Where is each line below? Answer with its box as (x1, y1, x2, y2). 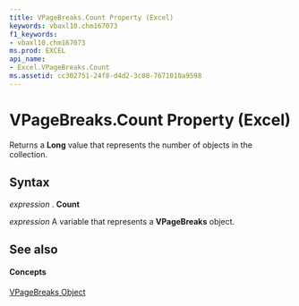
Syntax (9, 175, 50, 191)
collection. (9, 149, 48, 159)
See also (9, 242, 58, 257)
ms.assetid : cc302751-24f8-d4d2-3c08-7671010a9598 (9, 72, 202, 81)
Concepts (9, 267, 47, 277)
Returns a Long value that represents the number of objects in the (9, 140, 253, 150)
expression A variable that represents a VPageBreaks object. (9, 216, 235, 226)
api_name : (9, 55, 47, 64)
